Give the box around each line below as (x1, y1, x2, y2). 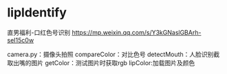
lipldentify (7, 5, 67, 21)
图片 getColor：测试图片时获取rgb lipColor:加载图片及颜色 (30, 58, 195, 66)
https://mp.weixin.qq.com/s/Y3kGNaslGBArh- (72, 28, 202, 36)
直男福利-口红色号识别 (7, 28, 71, 36)
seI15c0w (7, 36, 34, 44)
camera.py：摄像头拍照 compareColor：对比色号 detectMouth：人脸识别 (7, 50, 214, 58)
